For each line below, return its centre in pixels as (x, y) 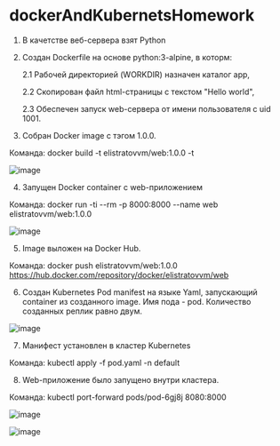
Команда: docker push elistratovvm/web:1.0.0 (93, 265)
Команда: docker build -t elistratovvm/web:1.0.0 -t (102, 153)
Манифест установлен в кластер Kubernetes (106, 345)
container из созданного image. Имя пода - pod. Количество (136, 301)
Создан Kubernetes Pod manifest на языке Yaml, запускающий (140, 292)
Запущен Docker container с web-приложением (112, 187)
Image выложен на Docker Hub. (81, 248)
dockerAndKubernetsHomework (132, 16)
